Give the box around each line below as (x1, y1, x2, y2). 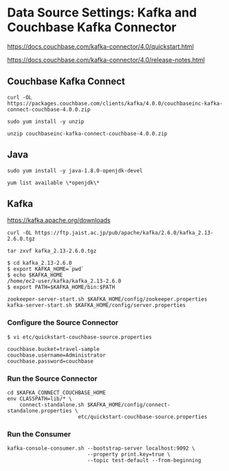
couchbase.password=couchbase (7, 357, 94, 365)
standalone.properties (7, 407, 72, 414)
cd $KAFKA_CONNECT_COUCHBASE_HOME (7, 389, 107, 396)
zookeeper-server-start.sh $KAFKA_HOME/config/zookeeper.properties (7, 296, 208, 303)
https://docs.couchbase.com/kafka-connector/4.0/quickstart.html (7, 42, 194, 50)
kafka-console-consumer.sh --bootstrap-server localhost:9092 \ (7, 445, 195, 452)
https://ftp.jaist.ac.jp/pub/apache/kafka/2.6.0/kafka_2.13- (34, 230, 214, 237)
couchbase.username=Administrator (7, 352, 107, 359)
